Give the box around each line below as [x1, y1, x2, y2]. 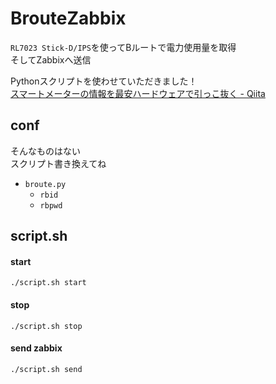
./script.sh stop [10, 321, 83, 331]
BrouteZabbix [10, 7, 127, 30]
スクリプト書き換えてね [10, 157, 107, 169]
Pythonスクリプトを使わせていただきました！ [10, 75, 198, 87]
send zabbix [10, 342, 63, 354]
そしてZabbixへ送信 [10, 53, 92, 66]
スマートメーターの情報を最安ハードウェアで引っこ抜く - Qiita [10, 87, 266, 99]
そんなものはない [10, 145, 81, 157]
